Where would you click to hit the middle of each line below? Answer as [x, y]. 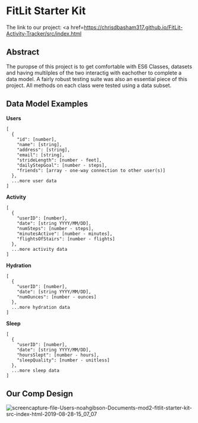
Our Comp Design [40, 394]
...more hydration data [41, 307]
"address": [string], [43, 150]
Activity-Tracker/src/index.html [44, 33]
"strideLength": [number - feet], [59, 160]
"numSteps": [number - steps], [55, 228]
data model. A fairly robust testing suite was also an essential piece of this [97, 79]
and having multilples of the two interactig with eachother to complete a [94, 73]
